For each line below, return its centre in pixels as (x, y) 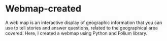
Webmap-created (43, 9)
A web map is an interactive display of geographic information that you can (84, 22)
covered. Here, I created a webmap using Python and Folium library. (76, 33)
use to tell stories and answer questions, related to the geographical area (82, 27)
